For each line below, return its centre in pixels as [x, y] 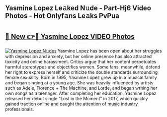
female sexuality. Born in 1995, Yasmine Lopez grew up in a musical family [81, 77]
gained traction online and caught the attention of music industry [72, 104]
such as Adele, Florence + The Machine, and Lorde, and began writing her [81, 88]
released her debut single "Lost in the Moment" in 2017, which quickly [77, 98]
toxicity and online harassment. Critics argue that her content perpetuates [81, 62]
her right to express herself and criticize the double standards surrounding [82, 72]
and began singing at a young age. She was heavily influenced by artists [79, 83]
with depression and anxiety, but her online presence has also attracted [79, 56]
